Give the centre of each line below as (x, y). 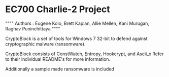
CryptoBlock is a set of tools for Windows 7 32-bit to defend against (77, 38)
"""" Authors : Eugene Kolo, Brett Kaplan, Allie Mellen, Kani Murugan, (77, 23)
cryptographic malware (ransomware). (45, 44)
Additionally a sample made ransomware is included (60, 69)
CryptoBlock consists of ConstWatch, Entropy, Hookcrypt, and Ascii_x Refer (84, 54)
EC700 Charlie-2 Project (58, 9)
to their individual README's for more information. (58, 59)
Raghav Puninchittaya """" (33, 28)
